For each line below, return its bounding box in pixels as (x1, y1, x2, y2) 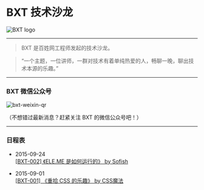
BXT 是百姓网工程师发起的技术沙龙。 (21, 44, 114, 52)
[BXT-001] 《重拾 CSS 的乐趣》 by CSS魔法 (15, 177, 124, 184)
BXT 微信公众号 (6, 87, 52, 95)
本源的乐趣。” (26, 64, 59, 72)
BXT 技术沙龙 (6, 5, 73, 19)
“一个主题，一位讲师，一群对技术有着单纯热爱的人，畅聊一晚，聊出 (21, 57, 189, 64)
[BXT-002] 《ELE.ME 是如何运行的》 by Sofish (15, 157, 129, 165)
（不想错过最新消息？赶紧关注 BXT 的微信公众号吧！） (6, 114, 143, 121)
